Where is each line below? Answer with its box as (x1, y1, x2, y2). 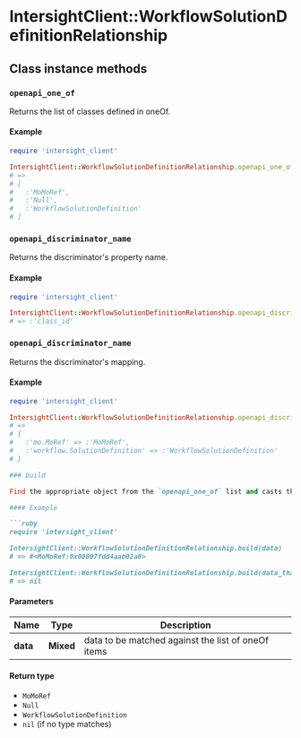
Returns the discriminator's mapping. (9, 356, 146, 367)
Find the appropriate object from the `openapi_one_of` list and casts (9, 487, 282, 496)
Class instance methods (9, 61, 148, 76)
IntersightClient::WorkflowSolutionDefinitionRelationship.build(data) (9, 544, 282, 553)
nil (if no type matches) (21, 719, 112, 730)
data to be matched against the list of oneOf (83, 634, 269, 647)
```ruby (9, 519, 39, 528)
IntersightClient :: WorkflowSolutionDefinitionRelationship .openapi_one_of (9, 162, 295, 171)
